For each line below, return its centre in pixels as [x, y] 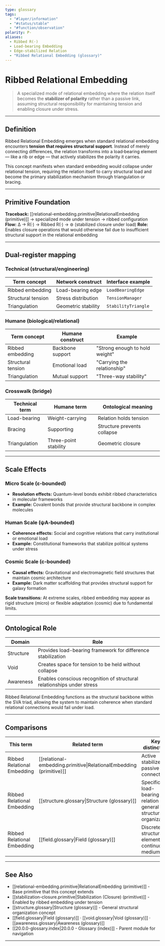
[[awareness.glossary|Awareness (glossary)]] [58, 923]
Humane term [70, 407]
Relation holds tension [123, 418]
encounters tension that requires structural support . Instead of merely [77, 146]
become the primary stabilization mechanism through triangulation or [75, 177]
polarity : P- [18, 33]
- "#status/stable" [29, 23]
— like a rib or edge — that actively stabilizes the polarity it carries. [73, 157]
